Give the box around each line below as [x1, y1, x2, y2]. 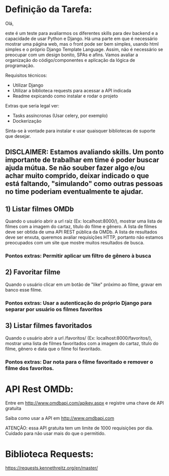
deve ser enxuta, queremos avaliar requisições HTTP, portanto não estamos [5, 234, 163, 240]
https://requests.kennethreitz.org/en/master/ [5, 465, 98, 471]
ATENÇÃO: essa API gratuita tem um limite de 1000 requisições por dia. [5, 425, 153, 431]
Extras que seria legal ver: [5, 102, 60, 108]
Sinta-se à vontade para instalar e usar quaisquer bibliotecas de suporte [5, 128, 155, 134]
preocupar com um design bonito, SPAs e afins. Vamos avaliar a [5, 52, 138, 58]
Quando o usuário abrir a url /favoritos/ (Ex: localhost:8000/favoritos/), [5, 335, 152, 341]
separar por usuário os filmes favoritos [5, 306, 102, 313]
